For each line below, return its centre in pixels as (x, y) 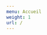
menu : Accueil (24, 12)
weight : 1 (19, 17)
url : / (14, 23)
